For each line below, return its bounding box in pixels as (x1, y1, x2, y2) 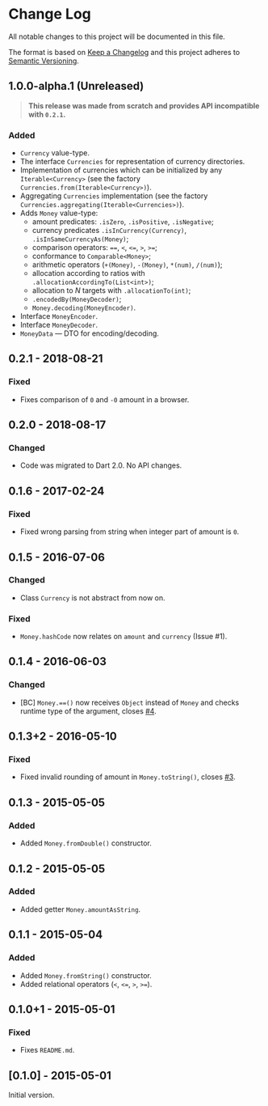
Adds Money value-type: (19, 208, 98, 218)
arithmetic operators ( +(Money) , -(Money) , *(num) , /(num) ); (31, 260, 224, 269)
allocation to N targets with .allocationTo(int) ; (31, 286, 191, 295)
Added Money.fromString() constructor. (19, 970, 152, 980)
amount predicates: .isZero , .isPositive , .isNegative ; (31, 217, 214, 227)
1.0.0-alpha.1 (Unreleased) (8, 79, 144, 93)
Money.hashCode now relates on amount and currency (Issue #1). (19, 632, 228, 642)
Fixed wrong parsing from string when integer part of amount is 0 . (19, 527, 240, 536)
